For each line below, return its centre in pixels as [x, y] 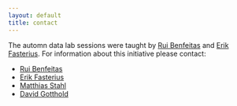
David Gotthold [44, 93]
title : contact [33, 23]
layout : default [35, 15]
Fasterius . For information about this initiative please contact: [107, 53]
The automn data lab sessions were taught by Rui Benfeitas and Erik [119, 45]
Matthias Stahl [43, 85]
